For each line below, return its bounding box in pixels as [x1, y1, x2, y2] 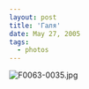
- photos [17, 46, 49, 55]
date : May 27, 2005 [9, 29, 81, 38]
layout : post [9, 12, 57, 22]
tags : [9, 37, 29, 47]
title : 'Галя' [9, 21, 62, 30]
